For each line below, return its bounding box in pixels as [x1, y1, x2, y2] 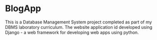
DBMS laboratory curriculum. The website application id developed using [5, 24, 153, 30]
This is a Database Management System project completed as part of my [5, 19, 152, 25]
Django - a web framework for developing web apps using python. [5, 29, 139, 35]
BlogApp [5, 3, 42, 14]
